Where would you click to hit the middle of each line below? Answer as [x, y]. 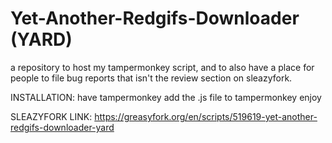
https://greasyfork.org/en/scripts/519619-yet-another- [206, 116]
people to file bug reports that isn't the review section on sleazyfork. [151, 78]
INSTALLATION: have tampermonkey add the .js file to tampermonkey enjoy [166, 97]
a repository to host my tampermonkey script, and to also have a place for [162, 67]
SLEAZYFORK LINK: [51, 116]
